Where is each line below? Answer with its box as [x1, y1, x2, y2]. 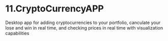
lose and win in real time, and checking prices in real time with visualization [5, 24, 163, 30]
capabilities [5, 30, 30, 36]
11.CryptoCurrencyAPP [5, 3, 104, 14]
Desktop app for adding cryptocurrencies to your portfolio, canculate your [5, 19, 161, 25]
